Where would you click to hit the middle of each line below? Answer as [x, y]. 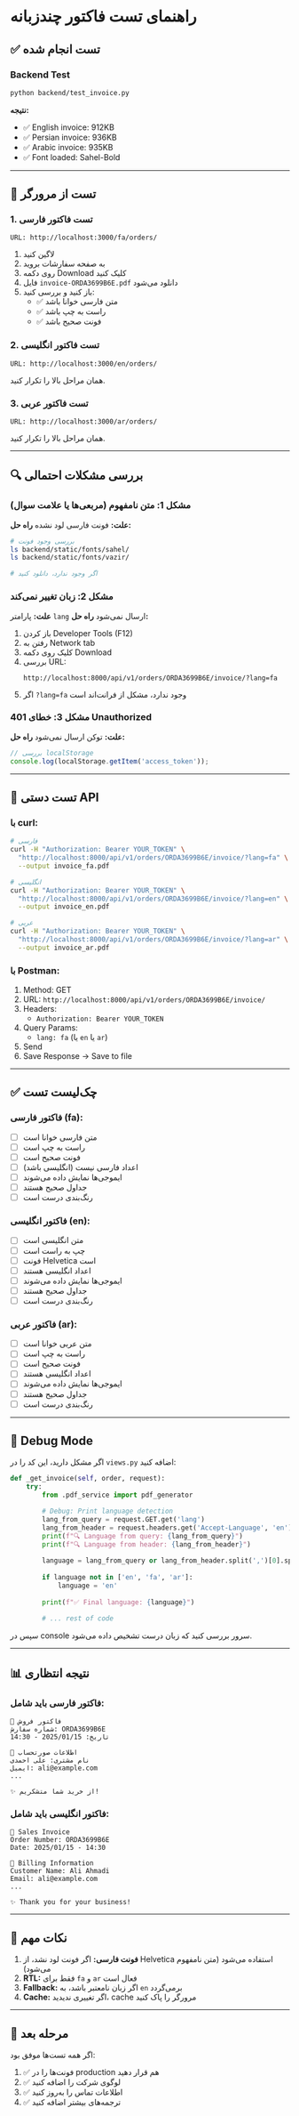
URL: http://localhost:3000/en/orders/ [84, 363]
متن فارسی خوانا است [60, 1137]
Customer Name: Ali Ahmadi [60, 1871]
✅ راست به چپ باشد [71, 311]
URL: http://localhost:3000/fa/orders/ [84, 238]
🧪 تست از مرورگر [53, 194]
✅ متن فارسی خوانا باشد [77, 302]
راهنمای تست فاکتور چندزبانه [104, 16]
